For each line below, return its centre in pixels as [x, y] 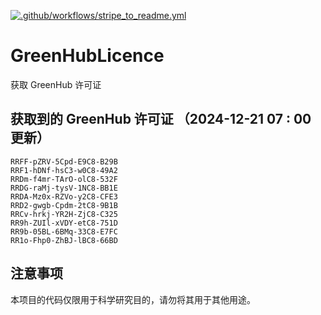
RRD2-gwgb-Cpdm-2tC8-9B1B [64, 205]
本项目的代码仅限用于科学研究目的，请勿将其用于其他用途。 [133, 299]
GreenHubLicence [87, 56]
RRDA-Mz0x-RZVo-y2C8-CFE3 [64, 196]
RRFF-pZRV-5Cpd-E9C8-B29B [64, 161]
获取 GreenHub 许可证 [56, 84]
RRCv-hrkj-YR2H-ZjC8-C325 [64, 214]
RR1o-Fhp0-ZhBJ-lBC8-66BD [64, 240]
